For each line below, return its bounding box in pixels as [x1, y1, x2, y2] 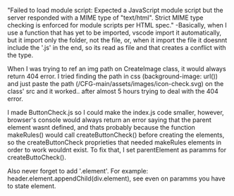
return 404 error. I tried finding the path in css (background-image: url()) [7, 72, 218, 80]
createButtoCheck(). [7, 153, 67, 161]
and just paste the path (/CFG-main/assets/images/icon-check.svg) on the [7, 80, 224, 87]
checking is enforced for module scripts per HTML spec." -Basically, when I [7, 21, 227, 29]
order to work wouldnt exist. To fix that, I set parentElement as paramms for [7, 146, 227, 154]
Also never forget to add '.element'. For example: [7, 167, 149, 175]
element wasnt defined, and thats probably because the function [7, 123, 196, 131]
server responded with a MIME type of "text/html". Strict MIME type [7, 13, 204, 22]
